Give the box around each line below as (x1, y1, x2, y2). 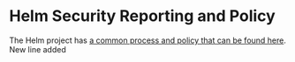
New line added (9, 44, 66, 54)
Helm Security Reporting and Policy (9, 6, 276, 26)
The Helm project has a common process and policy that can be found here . (9, 35, 287, 45)
